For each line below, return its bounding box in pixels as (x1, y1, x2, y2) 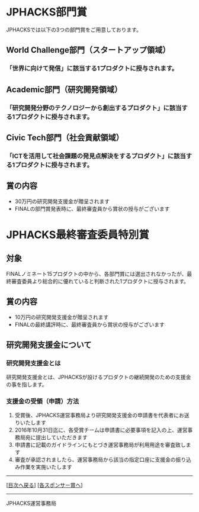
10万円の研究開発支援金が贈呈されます (14, 313, 109, 320)
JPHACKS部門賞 (6, 5, 88, 19)
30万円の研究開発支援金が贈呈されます (14, 198, 110, 205)
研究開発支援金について (6, 340, 92, 350)
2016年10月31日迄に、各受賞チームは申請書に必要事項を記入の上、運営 (14, 427, 188, 434)
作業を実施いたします (20, 463, 72, 471)
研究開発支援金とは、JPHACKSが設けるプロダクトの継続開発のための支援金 (6, 373, 191, 381)
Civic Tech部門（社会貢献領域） (6, 133, 124, 143)
